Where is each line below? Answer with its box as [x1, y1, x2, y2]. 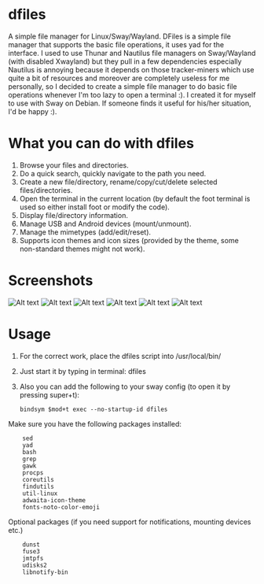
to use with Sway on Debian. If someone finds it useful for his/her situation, [8, 98, 251, 108]
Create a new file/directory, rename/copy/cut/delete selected [19, 177, 218, 187]
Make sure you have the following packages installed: [8, 419, 182, 428]
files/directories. [19, 185, 73, 194]
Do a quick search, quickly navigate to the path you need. [19, 168, 207, 178]
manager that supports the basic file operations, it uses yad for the [8, 39, 225, 49]
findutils [22, 482, 55, 490]
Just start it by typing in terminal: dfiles [19, 366, 147, 375]
